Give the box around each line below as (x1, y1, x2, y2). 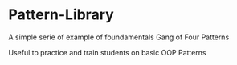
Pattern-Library (8, 6, 114, 24)
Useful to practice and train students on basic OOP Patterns (8, 47, 206, 57)
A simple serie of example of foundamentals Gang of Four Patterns (8, 32, 230, 42)
